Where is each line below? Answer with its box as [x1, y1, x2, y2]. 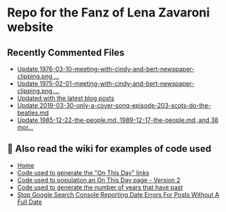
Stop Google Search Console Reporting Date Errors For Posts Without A [16, 190, 220, 198]
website [7, 19, 53, 35]
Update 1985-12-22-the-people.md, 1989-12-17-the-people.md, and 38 [16, 116, 219, 124]
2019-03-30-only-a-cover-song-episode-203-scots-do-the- [39, 102, 211, 109]
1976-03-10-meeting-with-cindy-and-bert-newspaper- [39, 65, 195, 73]
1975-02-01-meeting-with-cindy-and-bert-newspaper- [39, 80, 194, 87]
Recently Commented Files [7, 47, 125, 58]
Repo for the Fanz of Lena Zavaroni [7, 5, 210, 21]
